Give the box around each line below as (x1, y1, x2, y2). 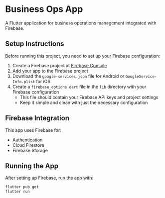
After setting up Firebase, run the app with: (5, 175, 94, 181)
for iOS (36, 78, 51, 84)
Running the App (5, 162, 59, 170)
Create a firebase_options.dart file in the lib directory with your (12, 84, 147, 90)
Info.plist (12, 79, 35, 84)
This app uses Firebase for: (5, 127, 61, 133)
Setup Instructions (5, 40, 64, 48)
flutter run (5, 189, 30, 195)
